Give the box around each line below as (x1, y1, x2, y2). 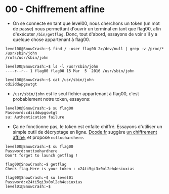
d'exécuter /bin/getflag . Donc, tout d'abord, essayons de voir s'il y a (12, 31, 158, 37)
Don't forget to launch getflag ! (5, 153, 78, 158)
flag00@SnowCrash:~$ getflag (5, 162, 67, 167)
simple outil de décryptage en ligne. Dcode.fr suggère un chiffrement (12, 129, 157, 135)
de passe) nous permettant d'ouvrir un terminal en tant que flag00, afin (12, 25, 161, 31)
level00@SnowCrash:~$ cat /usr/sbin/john (5, 77, 94, 82)
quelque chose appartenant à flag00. (12, 36, 90, 43)
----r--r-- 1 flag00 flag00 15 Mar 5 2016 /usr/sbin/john (5, 68, 135, 73)
